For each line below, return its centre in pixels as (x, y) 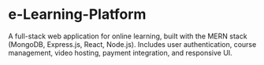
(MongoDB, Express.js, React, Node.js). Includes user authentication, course (132, 44)
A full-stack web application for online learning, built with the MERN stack (128, 36)
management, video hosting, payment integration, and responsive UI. (120, 52)
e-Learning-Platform (77, 14)
